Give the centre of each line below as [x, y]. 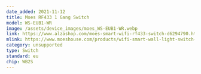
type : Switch [22, 51]
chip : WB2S [20, 61]
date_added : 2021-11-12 [36, 12]
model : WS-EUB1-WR [29, 23]
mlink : [14, 39]
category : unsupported [34, 45]
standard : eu [22, 56]
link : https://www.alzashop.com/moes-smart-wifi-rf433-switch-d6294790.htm [103, 34]
